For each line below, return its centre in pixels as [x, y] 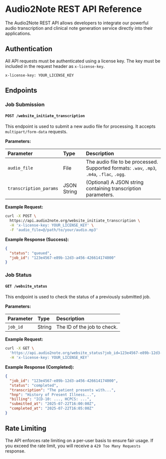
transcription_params [33, 189]
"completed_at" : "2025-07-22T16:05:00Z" [52, 408]
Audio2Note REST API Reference [74, 9]
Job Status [19, 275]
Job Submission [25, 105]
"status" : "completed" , [34, 385]
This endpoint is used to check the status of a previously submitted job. [78, 297]
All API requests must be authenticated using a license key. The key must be [83, 61]
